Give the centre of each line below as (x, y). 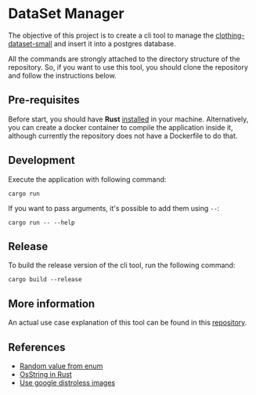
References (37, 347)
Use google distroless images (67, 382)
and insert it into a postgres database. (115, 43)
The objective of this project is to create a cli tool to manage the (111, 35)
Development (42, 160)
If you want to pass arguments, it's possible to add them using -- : (114, 208)
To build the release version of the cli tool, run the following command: (122, 265)
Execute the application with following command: (87, 179)
